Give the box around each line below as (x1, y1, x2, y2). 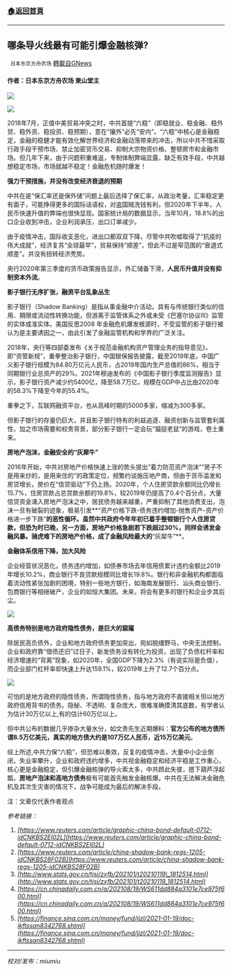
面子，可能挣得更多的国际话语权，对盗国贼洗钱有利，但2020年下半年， (12, 200, 216, 209)
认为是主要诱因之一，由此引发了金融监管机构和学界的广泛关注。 (7, 329, 188, 337)
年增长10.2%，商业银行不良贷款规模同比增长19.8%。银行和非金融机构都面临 (7, 570, 224, 579)
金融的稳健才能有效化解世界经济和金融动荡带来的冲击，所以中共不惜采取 (19, 137, 225, 145)
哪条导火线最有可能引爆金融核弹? (7, 40, 148, 51)
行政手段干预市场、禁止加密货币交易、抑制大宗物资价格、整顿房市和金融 (7, 145, 213, 153)
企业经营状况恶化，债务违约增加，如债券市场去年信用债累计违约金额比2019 (7, 561, 221, 570)
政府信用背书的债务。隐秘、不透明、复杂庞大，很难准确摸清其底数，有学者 (7, 701, 219, 710)
